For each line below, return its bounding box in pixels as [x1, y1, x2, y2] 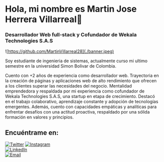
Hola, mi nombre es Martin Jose [5, 3, 137, 15]
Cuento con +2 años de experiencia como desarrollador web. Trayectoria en [5, 72, 159, 79]
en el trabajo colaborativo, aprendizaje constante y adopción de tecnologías [5, 99, 159, 105]
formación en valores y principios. [5, 114, 74, 120]
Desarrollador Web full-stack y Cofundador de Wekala [5, 31, 137, 38]
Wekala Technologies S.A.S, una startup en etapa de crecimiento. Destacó [5, 93, 155, 99]
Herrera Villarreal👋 [5, 14, 82, 25]
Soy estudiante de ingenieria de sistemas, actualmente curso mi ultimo [5, 58, 148, 64]
